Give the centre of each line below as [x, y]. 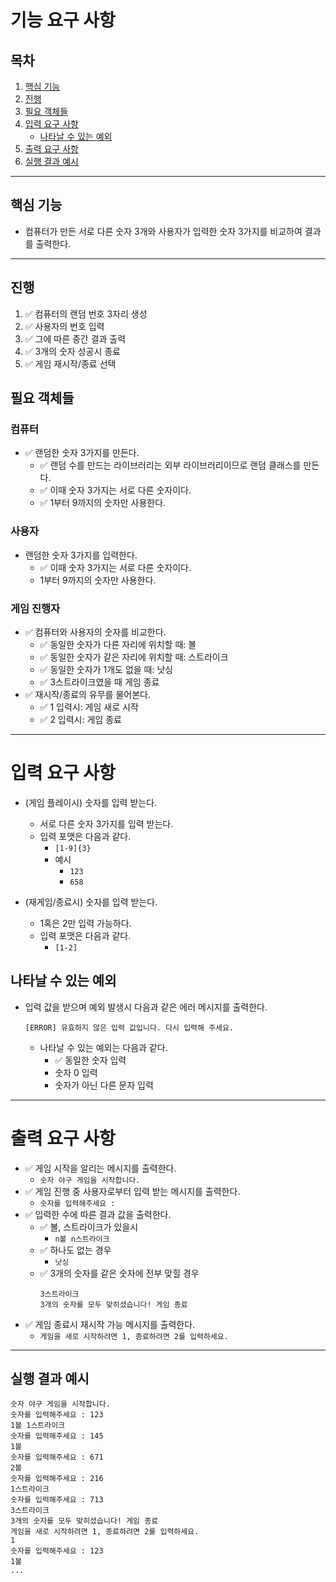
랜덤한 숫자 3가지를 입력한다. [81, 555]
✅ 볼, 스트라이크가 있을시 [89, 1227]
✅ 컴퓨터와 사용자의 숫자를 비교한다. [95, 632]
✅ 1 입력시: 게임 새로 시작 [89, 707]
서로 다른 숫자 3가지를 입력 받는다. [106, 823]
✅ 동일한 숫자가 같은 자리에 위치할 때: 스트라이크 [134, 657]
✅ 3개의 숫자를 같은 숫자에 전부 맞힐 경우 [119, 1273]
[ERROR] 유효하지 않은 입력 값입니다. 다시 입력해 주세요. [129, 1027]
